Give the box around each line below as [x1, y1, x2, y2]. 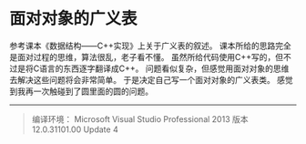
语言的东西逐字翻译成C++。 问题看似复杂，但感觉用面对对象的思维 [39, 63, 290, 74]
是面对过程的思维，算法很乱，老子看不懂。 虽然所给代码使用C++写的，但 [9, 51, 284, 62]
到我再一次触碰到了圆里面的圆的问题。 [9, 86, 153, 97]
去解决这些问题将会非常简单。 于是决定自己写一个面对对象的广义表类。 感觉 [9, 74, 293, 85]
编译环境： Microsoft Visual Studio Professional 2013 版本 [31, 113, 249, 124]
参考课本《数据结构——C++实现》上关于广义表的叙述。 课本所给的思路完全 [9, 40, 291, 51]
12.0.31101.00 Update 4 [31, 124, 118, 135]
